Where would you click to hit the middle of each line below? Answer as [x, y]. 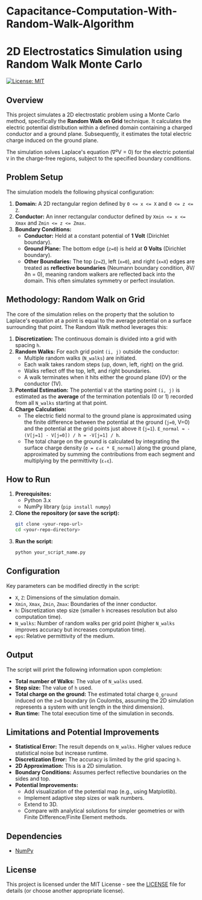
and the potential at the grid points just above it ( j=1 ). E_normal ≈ [104, 428]
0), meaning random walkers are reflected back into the [106, 274]
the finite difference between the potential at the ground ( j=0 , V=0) [107, 422]
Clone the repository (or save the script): [67, 513]
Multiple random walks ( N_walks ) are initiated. [80, 358]
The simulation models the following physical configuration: [80, 192]
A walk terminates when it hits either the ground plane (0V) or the [105, 377]
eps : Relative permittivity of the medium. [65, 636]
